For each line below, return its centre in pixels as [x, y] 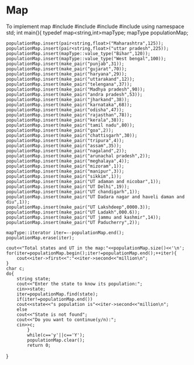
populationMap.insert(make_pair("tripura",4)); [65, 140]
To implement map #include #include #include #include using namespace [95, 26]
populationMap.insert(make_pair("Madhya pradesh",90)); [76, 89]
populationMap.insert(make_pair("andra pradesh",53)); [74, 94]
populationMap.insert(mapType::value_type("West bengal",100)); [86, 58]
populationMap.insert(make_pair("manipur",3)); [65, 171]
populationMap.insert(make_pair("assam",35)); [64, 146]
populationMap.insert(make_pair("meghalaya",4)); [68, 161]
